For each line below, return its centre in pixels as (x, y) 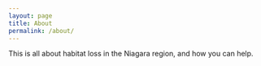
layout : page (30, 16)
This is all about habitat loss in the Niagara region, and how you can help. (131, 54)
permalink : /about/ (41, 31)
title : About (30, 23)
